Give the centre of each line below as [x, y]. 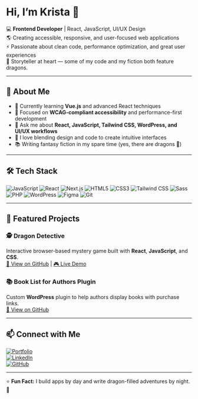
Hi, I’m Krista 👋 [43, 12]
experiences [21, 55]
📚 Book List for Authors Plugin [51, 282]
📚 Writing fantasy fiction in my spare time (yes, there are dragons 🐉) [98, 144]
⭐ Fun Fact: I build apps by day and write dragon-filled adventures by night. [98, 381]
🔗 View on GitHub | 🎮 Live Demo [46, 264]
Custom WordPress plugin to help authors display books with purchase [93, 297]
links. [13, 303]
